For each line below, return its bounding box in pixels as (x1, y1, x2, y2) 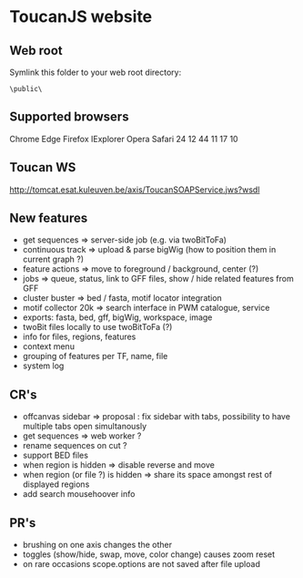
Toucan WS (9, 160, 76, 175)
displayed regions (22, 479, 90, 490)
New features (9, 211, 88, 226)
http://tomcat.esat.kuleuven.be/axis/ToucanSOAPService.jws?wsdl (9, 184, 260, 195)
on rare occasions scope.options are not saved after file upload (22, 559, 261, 570)
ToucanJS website (9, 6, 153, 27)
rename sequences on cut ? (22, 440, 127, 451)
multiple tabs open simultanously (22, 421, 147, 432)
